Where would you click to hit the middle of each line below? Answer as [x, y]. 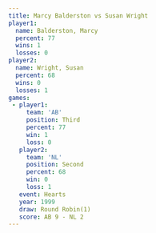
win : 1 [37, 135]
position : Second [55, 165]
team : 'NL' [44, 157]
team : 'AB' [44, 113]
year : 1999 [37, 202]
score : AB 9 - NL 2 [51, 217]
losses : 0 [32, 53]
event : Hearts [42, 194]
